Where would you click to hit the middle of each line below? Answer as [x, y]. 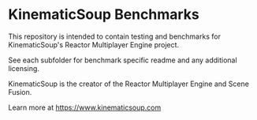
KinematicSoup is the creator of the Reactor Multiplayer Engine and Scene [129, 84]
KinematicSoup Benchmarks [104, 15]
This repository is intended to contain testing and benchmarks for [114, 36]
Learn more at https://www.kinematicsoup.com [85, 107]
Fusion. [20, 92]
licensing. [24, 68]
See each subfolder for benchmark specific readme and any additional [123, 60]
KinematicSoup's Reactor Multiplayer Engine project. [94, 44]
